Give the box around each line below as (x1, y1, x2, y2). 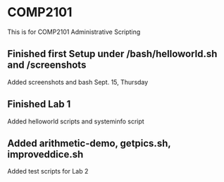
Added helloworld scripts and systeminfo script (7, 117, 144, 126)
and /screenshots (7, 59, 87, 71)
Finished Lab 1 (7, 98, 71, 110)
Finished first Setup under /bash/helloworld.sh (7, 48, 218, 60)
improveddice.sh (7, 148, 84, 160)
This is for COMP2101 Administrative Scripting (7, 28, 141, 36)
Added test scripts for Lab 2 (7, 167, 89, 176)
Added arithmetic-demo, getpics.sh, (7, 137, 171, 149)
